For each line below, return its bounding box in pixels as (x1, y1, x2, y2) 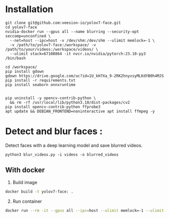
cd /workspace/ (5, 64, 37, 69)
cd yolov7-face (5, 24, 37, 30)
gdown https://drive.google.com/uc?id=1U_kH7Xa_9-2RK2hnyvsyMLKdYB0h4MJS (5, 73, 164, 78)
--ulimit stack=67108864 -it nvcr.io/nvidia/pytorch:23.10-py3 (10, 51, 146, 56)
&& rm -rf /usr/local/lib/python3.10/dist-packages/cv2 (10, 100, 130, 105)
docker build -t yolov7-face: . (5, 189, 73, 194)
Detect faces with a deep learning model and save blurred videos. (5, 142, 143, 148)
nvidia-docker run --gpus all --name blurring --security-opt (5, 29, 139, 34)
